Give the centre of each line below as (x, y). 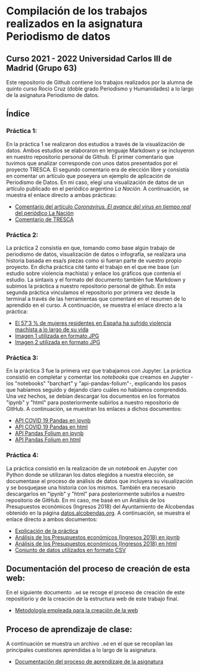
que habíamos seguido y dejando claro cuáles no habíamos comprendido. (97, 390)
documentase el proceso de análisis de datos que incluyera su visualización (100, 481)
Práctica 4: (22, 455)
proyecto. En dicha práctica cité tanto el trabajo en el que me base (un (93, 267)
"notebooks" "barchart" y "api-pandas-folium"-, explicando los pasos (101, 383)
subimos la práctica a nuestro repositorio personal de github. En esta (91, 286)
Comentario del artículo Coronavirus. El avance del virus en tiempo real (103, 206)
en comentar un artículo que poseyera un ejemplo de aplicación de (89, 176)
